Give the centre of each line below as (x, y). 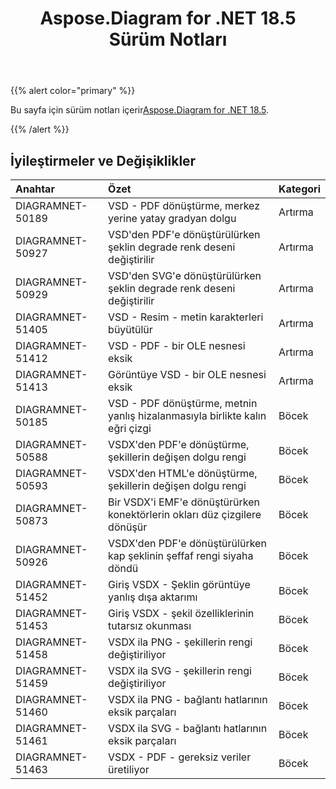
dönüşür (128, 527)
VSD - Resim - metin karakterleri (186, 317)
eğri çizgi (130, 428)
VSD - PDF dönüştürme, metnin (183, 403)
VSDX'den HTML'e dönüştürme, (183, 473)
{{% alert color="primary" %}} (73, 91)
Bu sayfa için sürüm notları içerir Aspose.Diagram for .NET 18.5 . (140, 110)
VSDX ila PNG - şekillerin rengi (180, 642)
